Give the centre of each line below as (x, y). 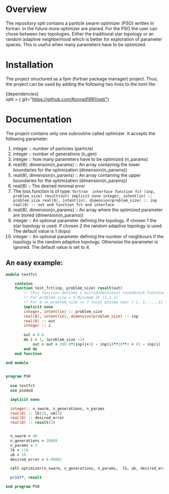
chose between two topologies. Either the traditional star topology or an (80, 34)
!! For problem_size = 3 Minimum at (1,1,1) (71, 298)
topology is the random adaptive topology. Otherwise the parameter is (86, 242)
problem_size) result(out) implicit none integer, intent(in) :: (82, 196)
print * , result (26, 478)
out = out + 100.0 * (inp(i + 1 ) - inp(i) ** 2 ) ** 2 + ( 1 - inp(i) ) (99, 344)
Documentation (39, 120)
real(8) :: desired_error (37, 418)
